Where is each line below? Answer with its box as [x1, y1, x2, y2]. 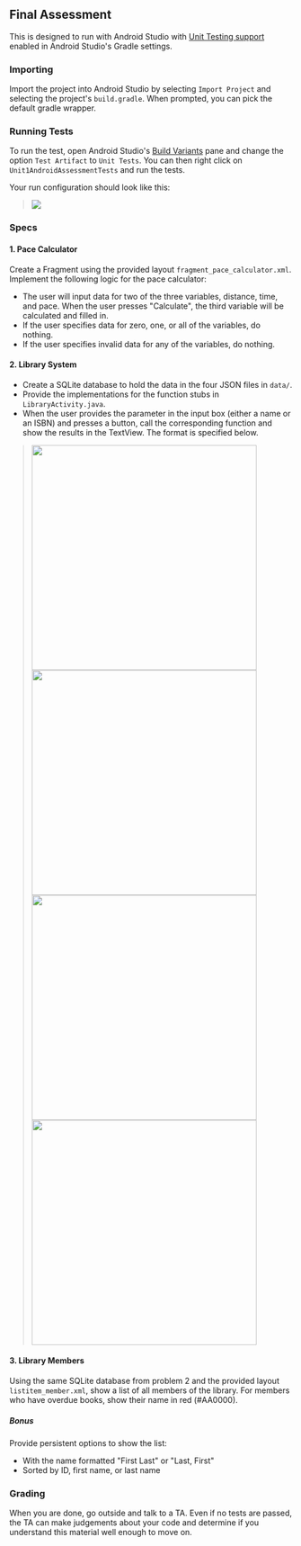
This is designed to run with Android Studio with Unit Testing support [9, 31, 265, 41]
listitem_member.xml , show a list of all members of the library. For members [9, 1385, 290, 1396]
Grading [9, 1487, 46, 1499]
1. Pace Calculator [9, 243, 78, 255]
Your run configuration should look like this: [9, 182, 171, 193]
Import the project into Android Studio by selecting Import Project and [9, 84, 271, 94]
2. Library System [9, 359, 77, 370]
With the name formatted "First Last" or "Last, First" [22, 1455, 215, 1466]
